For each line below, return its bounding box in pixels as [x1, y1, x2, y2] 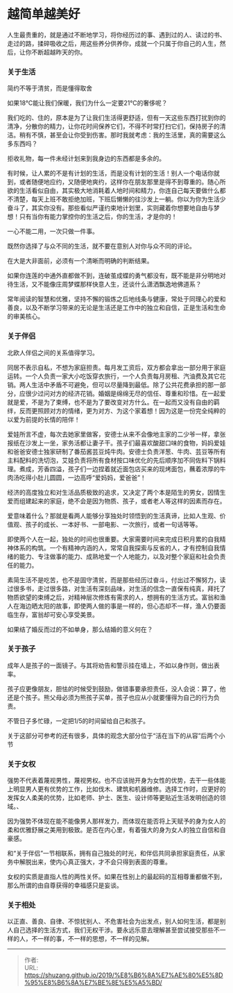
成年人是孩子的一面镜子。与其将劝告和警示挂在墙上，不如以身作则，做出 [7, 661, 214, 670]
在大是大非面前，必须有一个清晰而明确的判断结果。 [7, 257, 153, 265]
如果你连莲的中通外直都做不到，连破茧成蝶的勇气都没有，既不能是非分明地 [7, 271, 220, 280]
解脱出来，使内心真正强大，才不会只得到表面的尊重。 [19, 858, 171, 866]
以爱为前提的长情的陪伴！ [7, 415, 80, 423]
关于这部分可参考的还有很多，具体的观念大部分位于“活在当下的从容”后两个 [7, 731, 220, 740]
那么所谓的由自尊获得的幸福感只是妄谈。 [7, 881, 123, 890]
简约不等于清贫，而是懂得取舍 [7, 84, 92, 92]
